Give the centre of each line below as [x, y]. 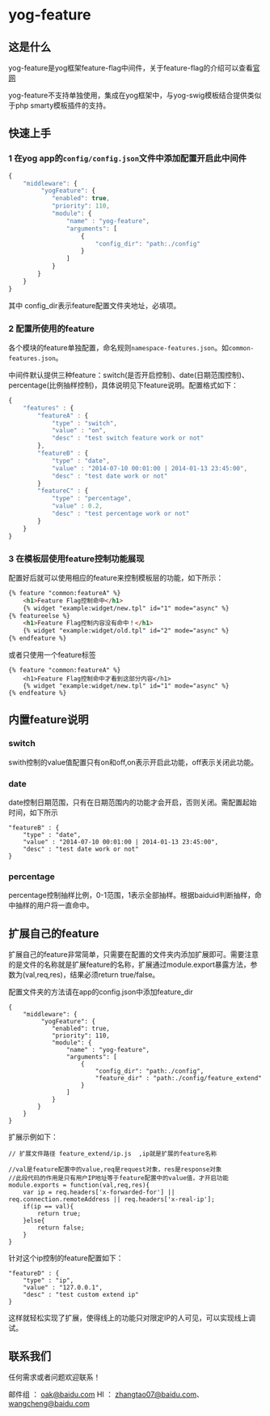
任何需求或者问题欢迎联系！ [55, 1377]
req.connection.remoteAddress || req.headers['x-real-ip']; [112, 1199]
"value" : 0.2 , [77, 506]
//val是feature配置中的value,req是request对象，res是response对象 [115, 1169]
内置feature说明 [49, 720]
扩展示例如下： [33, 1137]
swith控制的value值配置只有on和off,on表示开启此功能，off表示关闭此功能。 [133, 762]
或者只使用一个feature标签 [52, 655]
